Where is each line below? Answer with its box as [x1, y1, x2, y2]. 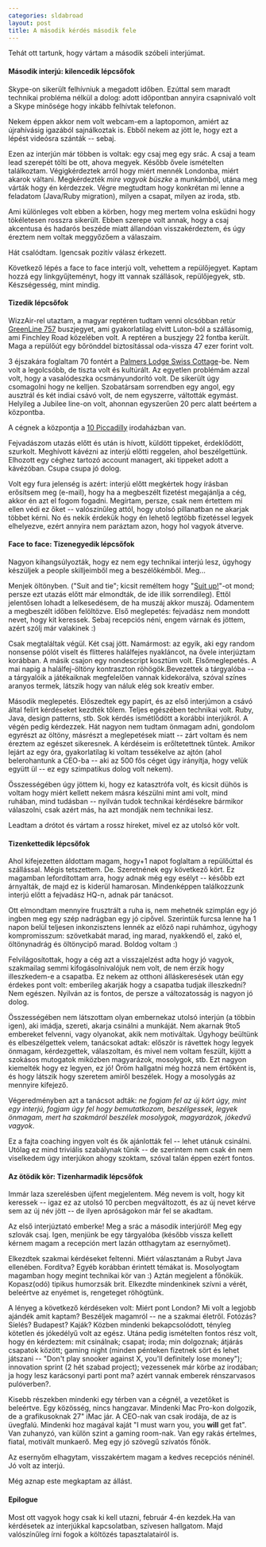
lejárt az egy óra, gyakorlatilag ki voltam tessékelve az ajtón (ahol [8, 747, 222, 756]
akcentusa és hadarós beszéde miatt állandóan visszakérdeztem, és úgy [8, 224, 246, 233]
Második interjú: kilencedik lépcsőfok [8, 66, 135, 76]
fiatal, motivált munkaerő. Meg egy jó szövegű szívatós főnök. [8, 1437, 211, 1447]
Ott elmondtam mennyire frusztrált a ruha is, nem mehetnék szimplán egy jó [8, 905, 257, 916]
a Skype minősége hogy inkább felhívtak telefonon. [8, 101, 176, 111]
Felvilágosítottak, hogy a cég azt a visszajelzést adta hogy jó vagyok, [8, 955, 234, 964]
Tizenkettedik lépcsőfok [8, 838, 91, 848]
